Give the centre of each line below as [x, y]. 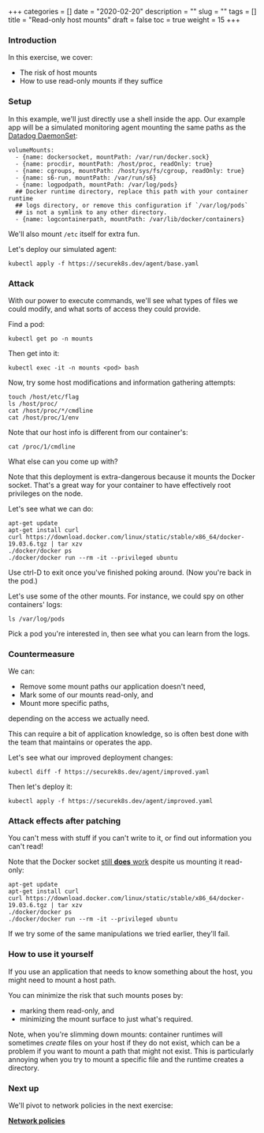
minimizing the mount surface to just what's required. [106, 1019]
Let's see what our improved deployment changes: [91, 758]
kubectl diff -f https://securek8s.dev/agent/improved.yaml [109, 772]
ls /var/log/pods [37, 619]
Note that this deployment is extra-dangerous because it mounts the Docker [132, 476]
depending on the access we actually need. [79, 718]
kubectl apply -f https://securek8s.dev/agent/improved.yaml [111, 801]
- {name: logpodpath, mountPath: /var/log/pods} [97, 185]
